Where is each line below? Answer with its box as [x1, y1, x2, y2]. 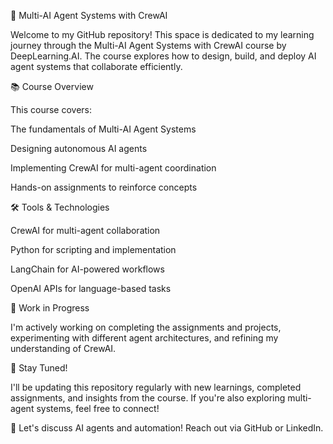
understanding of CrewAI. [10, 343, 117, 354]
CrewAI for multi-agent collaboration [10, 225, 161, 236]
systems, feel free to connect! [36, 403, 160, 414]
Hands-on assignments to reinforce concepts [10, 181, 198, 193]
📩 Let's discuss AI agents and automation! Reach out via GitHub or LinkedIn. [10, 422, 324, 434]
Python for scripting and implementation [10, 244, 177, 255]
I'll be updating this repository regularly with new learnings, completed [10, 381, 302, 393]
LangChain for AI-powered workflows [10, 263, 165, 275]
